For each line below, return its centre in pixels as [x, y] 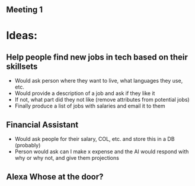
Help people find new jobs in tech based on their [97, 57]
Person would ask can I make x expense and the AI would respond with [102, 152]
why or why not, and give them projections [67, 158]
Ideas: [22, 35]
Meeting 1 [25, 10]
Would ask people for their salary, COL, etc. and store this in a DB [95, 139]
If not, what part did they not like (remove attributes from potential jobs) [102, 100]
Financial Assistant [42, 124]
